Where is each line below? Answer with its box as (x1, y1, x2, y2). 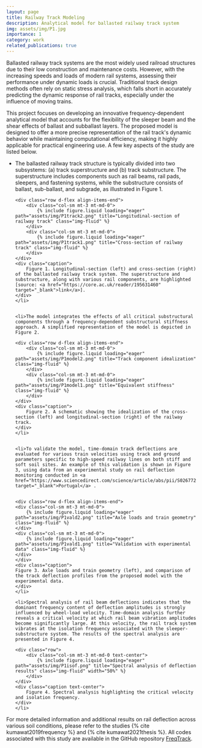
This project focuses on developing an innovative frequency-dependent (6, 109, 185, 117)
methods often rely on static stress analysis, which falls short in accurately (6, 85, 192, 92)
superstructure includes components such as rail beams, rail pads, (14, 172, 181, 180)
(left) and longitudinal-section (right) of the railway (37, 414, 183, 420)
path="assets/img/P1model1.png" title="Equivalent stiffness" (14, 382, 175, 388)
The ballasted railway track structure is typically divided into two (14, 160, 175, 167)
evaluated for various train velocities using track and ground (14, 451, 180, 457)
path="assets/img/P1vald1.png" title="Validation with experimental (14, 541, 191, 547)
